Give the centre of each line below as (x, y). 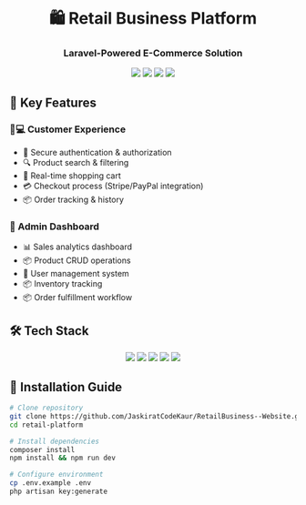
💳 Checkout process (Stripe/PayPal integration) (113, 186)
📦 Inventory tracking (62, 284)
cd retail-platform (46, 425)
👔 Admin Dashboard (55, 227)
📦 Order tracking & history (73, 200)
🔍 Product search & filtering (76, 163)
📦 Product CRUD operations (76, 260)
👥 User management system (76, 274)
